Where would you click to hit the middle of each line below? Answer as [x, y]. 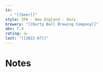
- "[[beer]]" [24, 15]
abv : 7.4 [14, 29]
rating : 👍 [16, 33]
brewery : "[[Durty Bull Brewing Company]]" [52, 24]
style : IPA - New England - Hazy [41, 19]
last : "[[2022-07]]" [27, 39]
